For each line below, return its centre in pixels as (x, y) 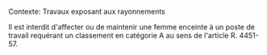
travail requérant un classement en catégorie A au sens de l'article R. (123, 35)
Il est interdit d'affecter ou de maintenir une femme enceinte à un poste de (132, 27)
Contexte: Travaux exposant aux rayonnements (87, 12)
